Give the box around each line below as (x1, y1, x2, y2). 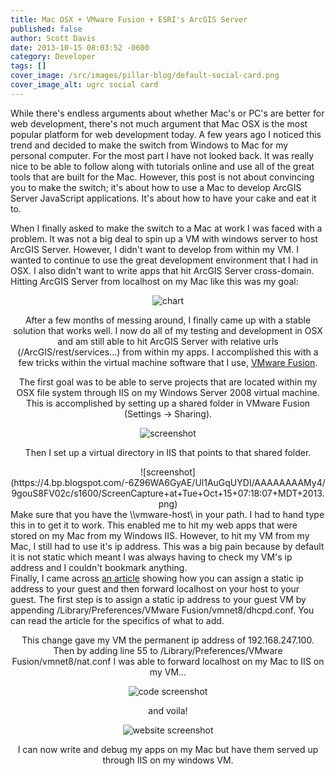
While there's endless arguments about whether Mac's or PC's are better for (10, 107, 325, 119)
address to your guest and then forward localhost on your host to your (10, 582, 300, 595)
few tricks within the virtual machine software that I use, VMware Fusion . (18, 356, 318, 368)
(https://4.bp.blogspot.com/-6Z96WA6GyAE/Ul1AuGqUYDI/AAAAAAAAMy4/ (10, 476, 326, 488)
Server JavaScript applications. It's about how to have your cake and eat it (10, 192, 317, 204)
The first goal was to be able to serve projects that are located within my (18, 376, 318, 388)
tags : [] (10, 61, 47, 71)
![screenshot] (140, 466, 196, 478)
